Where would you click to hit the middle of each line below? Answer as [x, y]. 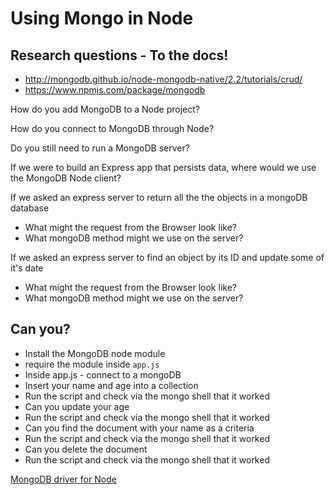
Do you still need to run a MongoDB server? [100, 148]
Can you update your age [77, 406]
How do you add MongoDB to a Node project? [105, 109]
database [30, 208]
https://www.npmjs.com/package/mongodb [115, 90]
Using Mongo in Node [102, 18]
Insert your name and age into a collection [111, 385]
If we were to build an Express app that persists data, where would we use [163, 167]
